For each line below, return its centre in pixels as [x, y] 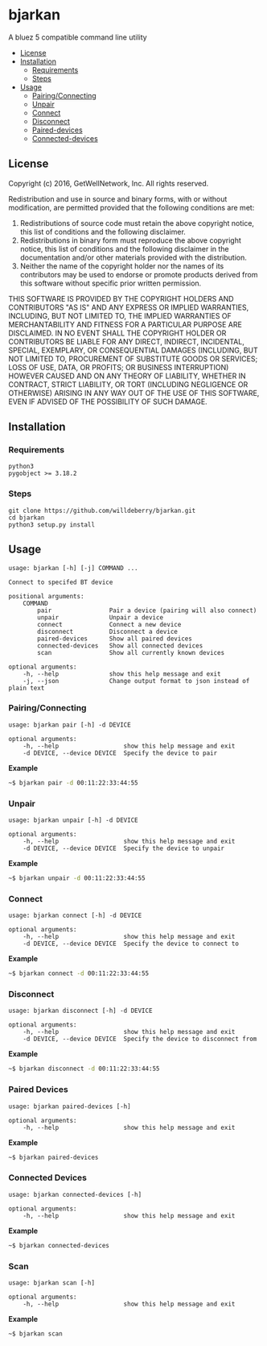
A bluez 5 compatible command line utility [78, 37]
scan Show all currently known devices [131, 652]
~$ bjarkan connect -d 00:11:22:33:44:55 [79, 973]
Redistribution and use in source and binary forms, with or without [118, 198]
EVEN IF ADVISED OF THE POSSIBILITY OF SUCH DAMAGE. [108, 402]
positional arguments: [46, 596]
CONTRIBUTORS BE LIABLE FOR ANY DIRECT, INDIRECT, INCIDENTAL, [127, 341]
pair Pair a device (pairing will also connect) [147, 610]
